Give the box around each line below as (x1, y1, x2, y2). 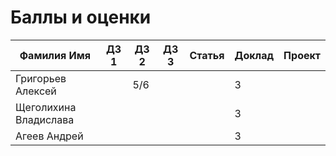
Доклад (234, 48, 275, 62)
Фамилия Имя (19, 48, 91, 62)
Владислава (15, 112, 75, 126)
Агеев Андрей (15, 129, 84, 143)
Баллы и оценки (10, 6, 152, 29)
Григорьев (15, 71, 67, 85)
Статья (189, 48, 225, 62)
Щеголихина (15, 100, 77, 114)
